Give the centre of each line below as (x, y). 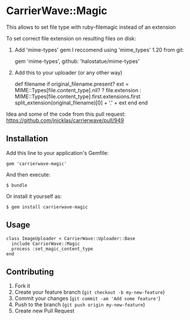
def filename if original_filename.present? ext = (72, 84)
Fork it (22, 286)
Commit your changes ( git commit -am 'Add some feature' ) (87, 298)
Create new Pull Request (44, 311)
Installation (27, 139)
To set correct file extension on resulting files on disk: (71, 38)
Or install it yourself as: (34, 196)
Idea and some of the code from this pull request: (66, 114)
